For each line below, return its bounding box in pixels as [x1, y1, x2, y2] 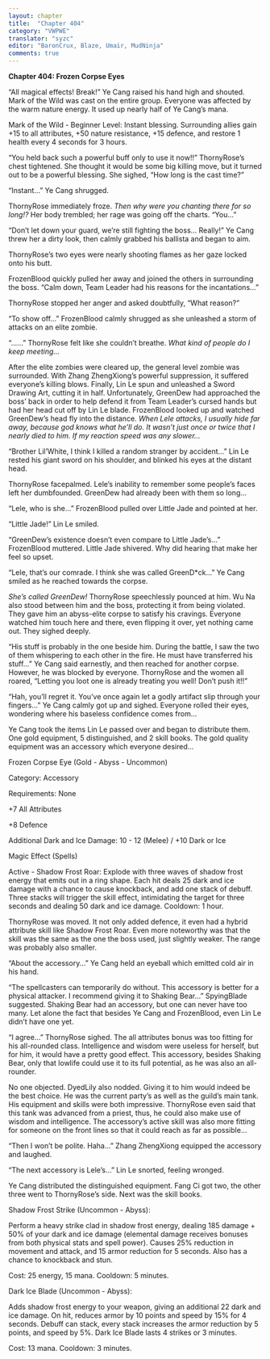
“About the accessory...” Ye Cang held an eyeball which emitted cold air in [8, 958, 254, 967]
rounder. [8, 1067, 37, 1076]
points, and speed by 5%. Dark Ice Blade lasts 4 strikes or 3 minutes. [8, 1328, 238, 1337]
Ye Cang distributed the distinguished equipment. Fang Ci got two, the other [8, 1181, 262, 1190]
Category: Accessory [8, 773, 79, 782]
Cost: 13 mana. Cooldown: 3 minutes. [8, 1344, 132, 1353]
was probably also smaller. [8, 942, 97, 952]
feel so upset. [8, 552, 54, 561]
